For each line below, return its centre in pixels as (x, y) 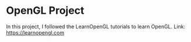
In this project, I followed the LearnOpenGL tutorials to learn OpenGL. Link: (96, 26)
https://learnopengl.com (35, 32)
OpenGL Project (45, 11)
